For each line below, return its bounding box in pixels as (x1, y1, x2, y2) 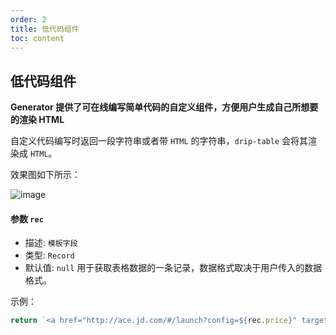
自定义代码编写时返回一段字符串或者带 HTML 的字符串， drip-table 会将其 (10, 135, 309, 147)
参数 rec (10, 212, 44, 225)
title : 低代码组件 (10, 24, 80, 34)
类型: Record (24, 249, 75, 261)
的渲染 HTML (10, 114, 65, 126)
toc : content (10, 33, 65, 43)
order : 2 (10, 14, 47, 25)
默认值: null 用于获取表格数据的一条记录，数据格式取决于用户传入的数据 (24, 262, 323, 274)
